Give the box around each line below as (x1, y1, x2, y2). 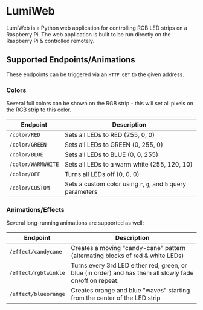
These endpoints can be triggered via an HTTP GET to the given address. (6, 71, 184, 78)
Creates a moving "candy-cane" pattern (71, 244, 186, 252)
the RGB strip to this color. (6, 106, 71, 113)
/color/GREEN (9, 141, 47, 148)
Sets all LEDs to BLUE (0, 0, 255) (64, 150, 159, 159)
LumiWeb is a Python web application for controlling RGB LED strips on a (6, 24, 187, 31)
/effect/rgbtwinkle (9, 269, 65, 277)
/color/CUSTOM (9, 185, 50, 191)
